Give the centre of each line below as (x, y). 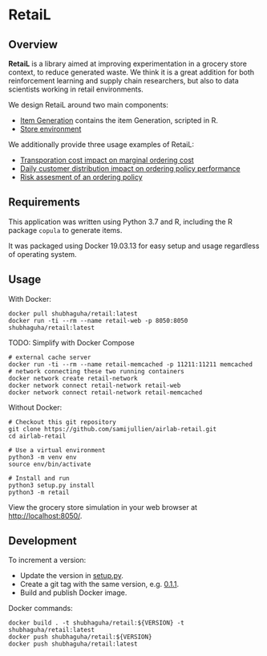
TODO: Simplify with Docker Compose (71, 342)
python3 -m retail (39, 492)
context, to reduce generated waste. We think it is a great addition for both (131, 72)
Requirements (44, 202)
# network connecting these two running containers (96, 371)
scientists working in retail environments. (76, 89)
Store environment (51, 129)
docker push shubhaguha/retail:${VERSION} (80, 637)
